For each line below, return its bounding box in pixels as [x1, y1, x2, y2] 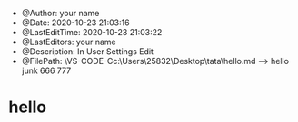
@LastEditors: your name [21, 36, 116, 47]
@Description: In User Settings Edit [21, 46, 154, 57]
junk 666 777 [21, 65, 72, 76]
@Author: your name [21, 8, 100, 18]
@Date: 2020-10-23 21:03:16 [21, 17, 130, 28]
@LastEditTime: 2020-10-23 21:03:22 [21, 27, 163, 37]
